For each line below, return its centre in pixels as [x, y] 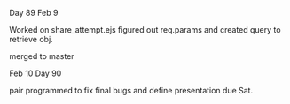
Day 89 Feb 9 [34, 13]
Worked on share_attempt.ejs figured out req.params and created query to [145, 30]
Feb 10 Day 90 [35, 73]
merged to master [42, 56]
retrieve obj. [31, 39]
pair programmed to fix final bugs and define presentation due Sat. [131, 90]
